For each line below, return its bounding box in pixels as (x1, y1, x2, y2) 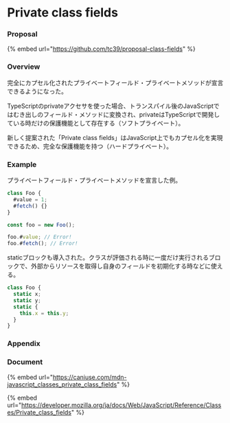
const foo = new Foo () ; (7, 221, 76, 228)
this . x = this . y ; (19, 310, 69, 317)
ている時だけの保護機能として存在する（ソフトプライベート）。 (7, 119, 185, 127)
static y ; (13, 297, 41, 304)
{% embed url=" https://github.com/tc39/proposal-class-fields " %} (7, 45, 196, 53)
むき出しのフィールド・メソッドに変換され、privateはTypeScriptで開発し (12, 110, 220, 118)
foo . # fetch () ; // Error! (7, 240, 78, 247)
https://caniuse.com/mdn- (52, 373, 127, 381)
